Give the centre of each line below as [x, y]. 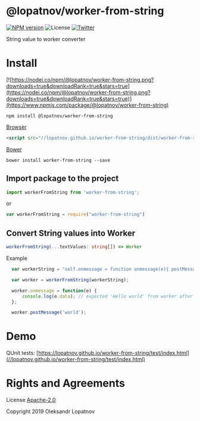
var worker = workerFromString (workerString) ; [70, 280]
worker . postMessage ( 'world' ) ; [49, 312]
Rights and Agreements [65, 383]
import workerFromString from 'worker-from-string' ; [73, 192]
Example [17, 258]
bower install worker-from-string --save [58, 160]
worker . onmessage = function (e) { [54, 290]
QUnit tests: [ [22, 353]
